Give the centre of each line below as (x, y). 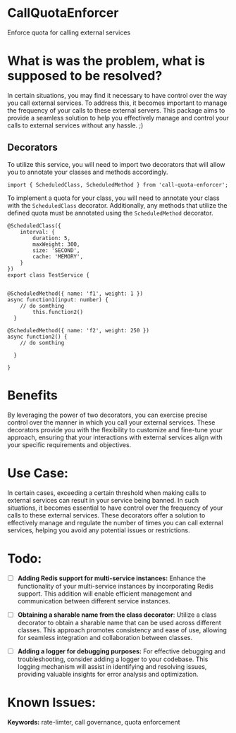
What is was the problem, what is (106, 61)
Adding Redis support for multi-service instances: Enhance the (112, 578)
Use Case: (38, 473)
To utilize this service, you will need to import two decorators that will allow (116, 164)
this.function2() (58, 312)
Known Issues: (52, 702)
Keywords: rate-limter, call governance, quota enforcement (94, 722)
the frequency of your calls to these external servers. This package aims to (116, 110)
